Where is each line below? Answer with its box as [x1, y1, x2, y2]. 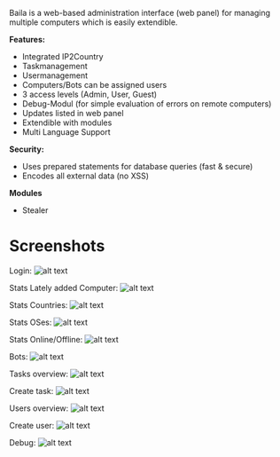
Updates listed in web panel [21, 108, 124, 118]
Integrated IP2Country [21, 51, 104, 61]
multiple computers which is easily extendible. [9, 17, 178, 28]
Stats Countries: [9, 299, 68, 310]
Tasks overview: [9, 368, 69, 379]
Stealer [21, 205, 49, 216]
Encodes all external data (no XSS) [21, 170, 149, 181]
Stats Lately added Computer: [9, 282, 119, 293]
